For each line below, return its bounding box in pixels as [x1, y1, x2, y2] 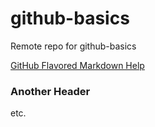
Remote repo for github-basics [10, 40, 137, 52]
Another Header [10, 84, 91, 98]
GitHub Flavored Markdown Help [10, 59, 145, 71]
